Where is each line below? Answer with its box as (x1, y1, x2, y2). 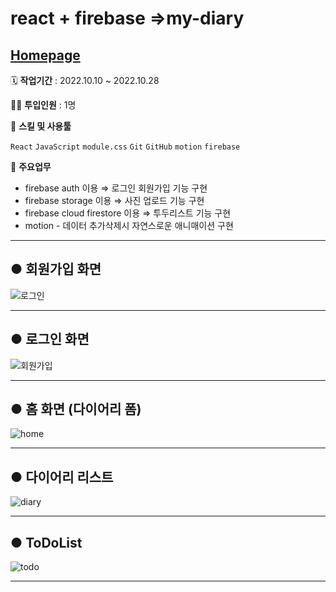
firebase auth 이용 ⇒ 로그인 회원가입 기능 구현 (24, 182, 208, 194)
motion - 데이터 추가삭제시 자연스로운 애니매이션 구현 (24, 220, 234, 231)
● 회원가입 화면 (10, 261, 102, 278)
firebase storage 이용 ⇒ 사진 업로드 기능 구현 (24, 195, 205, 206)
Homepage (10, 47, 81, 64)
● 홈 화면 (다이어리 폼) (10, 401, 142, 418)
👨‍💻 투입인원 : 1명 (10, 99, 77, 111)
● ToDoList (10, 534, 83, 551)
